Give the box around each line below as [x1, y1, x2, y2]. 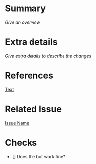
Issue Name [5, 120, 30, 126]
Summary [5, 3, 46, 14]
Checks [5, 137, 37, 148]
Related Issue [5, 104, 62, 115]
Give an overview [5, 19, 41, 25]
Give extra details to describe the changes [5, 53, 92, 59]
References [5, 70, 53, 81]
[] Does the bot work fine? [12, 153, 65, 159]
